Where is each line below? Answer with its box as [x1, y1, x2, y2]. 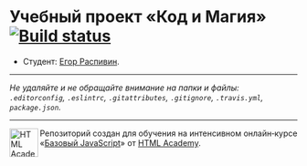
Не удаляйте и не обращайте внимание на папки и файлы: [9, 82, 239, 93]
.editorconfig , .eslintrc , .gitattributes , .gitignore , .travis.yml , [9, 91, 263, 102]
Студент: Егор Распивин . [22, 56, 121, 67]
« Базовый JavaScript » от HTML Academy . [39, 137, 201, 148]
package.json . [9, 101, 61, 112]
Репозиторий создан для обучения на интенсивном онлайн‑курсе [39, 128, 298, 139]
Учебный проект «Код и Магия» [9, 6, 267, 27]
